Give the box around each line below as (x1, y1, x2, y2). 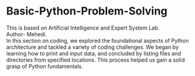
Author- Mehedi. (6, 30, 47, 37)
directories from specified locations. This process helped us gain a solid (6, 56, 185, 63)
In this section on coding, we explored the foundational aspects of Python (6, 37, 190, 44)
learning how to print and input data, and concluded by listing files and (6, 49, 182, 57)
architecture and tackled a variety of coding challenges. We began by (6, 43, 179, 51)
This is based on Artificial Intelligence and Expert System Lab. (6, 24, 160, 31)
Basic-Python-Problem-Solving (6, 4, 168, 18)
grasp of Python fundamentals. (6, 62, 83, 70)
